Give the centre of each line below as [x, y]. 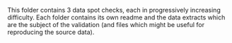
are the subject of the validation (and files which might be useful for [106, 25]
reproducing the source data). [51, 32]
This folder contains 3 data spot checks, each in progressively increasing [114, 10]
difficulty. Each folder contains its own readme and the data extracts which [116, 17]
